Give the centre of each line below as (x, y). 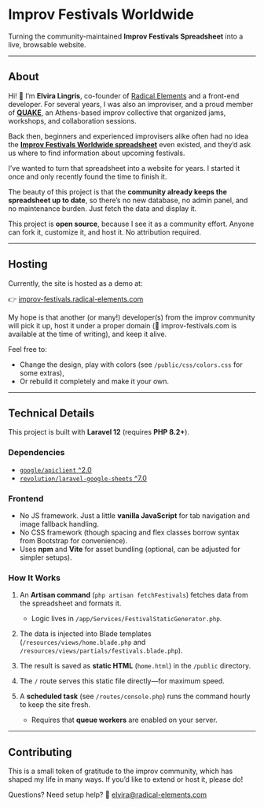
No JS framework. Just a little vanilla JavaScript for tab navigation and (134, 515)
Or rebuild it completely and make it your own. (94, 381)
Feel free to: (27, 349)
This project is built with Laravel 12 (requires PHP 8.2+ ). (99, 432)
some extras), (42, 372)
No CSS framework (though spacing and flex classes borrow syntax (129, 532)
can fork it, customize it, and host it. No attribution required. (105, 232)
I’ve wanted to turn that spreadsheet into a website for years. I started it (124, 168)
